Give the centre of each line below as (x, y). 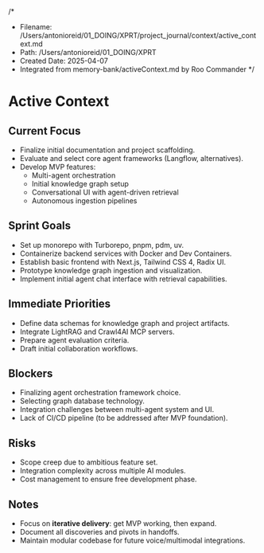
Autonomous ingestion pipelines (84, 201)
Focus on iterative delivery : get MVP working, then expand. (118, 524)
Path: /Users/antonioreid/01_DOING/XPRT (88, 52)
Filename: (36, 27)
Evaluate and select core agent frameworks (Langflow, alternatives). (132, 158)
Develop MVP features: (58, 167)
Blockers (31, 374)
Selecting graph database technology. (82, 401)
